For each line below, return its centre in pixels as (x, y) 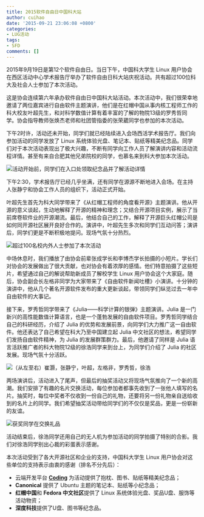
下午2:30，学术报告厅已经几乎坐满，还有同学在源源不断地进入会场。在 (95, 181)
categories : (21, 29)
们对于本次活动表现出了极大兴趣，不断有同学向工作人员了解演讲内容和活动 (99, 148)
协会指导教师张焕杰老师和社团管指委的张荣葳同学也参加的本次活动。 (102, 120)
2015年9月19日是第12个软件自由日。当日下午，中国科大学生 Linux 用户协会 (100, 69)
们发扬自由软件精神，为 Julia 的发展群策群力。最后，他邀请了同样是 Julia (97, 339)
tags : (13, 40)
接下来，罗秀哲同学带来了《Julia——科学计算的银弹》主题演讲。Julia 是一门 (101, 309)
